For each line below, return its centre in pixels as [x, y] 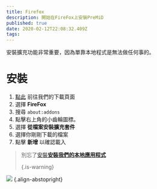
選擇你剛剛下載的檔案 [41, 135]
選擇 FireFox [30, 104]
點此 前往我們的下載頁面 [45, 97]
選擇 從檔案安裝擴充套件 [45, 127]
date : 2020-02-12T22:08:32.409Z [47, 29]
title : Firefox [25, 12]
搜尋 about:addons [37, 112]
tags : [13, 34]
